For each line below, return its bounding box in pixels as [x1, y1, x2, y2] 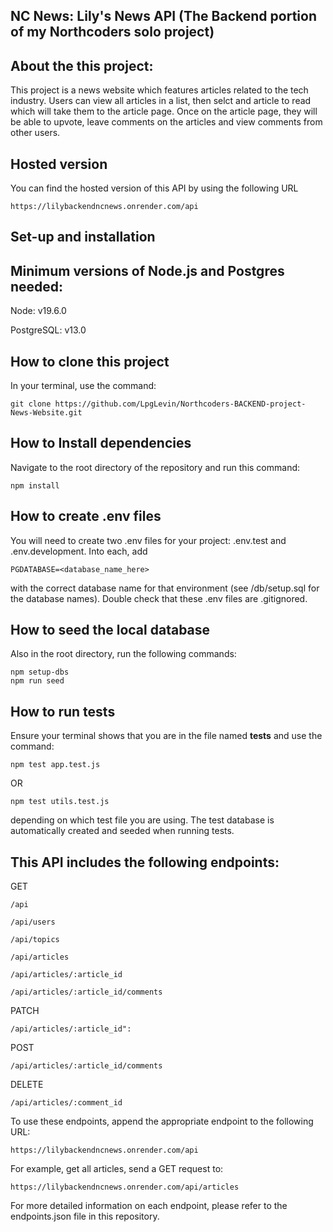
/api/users [10, 917, 56, 928]
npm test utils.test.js [10, 797, 110, 807]
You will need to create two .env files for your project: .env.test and [10, 534, 287, 546]
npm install [10, 480, 60, 491]
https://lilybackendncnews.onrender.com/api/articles [10, 1182, 240, 1193]
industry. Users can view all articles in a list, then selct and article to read [10, 95, 312, 107]
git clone [10, 399, 52, 409]
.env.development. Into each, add [10, 545, 148, 557]
